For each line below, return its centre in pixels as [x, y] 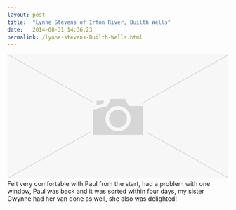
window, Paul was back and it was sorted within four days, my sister [106, 191]
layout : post [26, 15]
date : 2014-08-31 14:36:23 [50, 29]
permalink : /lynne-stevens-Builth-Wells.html [75, 37]
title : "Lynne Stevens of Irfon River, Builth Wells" [89, 22]
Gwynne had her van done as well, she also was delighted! [92, 198]
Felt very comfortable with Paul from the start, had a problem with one [109, 183]
